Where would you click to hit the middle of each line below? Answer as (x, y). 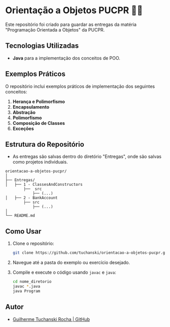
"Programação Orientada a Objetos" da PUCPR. (55, 29)
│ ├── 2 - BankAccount (31, 198)
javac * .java (26, 286)
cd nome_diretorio (32, 282)
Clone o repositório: (33, 244)
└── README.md (20, 216)
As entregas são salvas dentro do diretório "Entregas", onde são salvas (87, 156)
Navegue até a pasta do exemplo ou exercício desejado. (71, 263)
